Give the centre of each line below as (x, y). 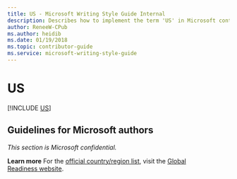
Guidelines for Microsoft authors (80, 131)
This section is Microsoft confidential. (62, 147)
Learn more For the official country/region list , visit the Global (97, 161)
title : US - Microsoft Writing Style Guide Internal (86, 14)
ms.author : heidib (34, 34)
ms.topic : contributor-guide (50, 47)
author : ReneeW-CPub (38, 27)
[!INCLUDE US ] (29, 108)
